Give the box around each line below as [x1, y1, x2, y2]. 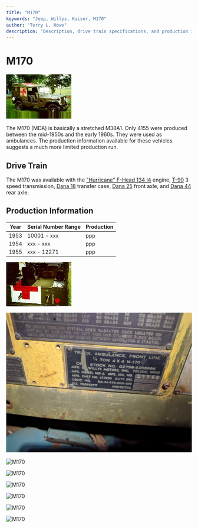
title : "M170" [6, 9, 41, 15]
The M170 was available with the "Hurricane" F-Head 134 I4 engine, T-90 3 [6, 176, 189, 183]
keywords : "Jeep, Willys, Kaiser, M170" [6, 15, 107, 22]
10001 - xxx [27, 232, 59, 239]
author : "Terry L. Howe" [6, 22, 67, 28]
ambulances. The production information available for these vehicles [6, 137, 173, 144]
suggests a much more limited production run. [6, 144, 118, 151]
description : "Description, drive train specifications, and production [6, 28, 189, 34]
